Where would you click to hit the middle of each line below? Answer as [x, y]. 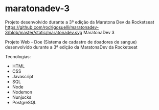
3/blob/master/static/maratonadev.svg [44, 32]
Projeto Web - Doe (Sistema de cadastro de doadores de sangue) [71, 42]
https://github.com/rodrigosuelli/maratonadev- [52, 27]
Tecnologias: [18, 56]
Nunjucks [22, 97]
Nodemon [22, 92]
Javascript [23, 76]
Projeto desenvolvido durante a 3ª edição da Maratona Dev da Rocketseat [80, 22]
